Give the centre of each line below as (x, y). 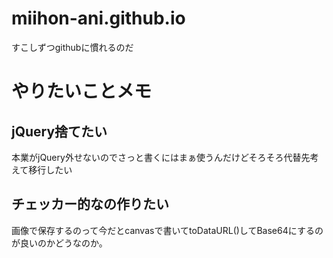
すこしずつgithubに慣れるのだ (72, 47)
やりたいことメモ (82, 91)
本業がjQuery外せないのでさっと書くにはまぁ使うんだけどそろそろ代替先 (161, 157)
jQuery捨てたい (59, 131)
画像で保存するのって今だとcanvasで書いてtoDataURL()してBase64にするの (167, 230)
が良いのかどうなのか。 (59, 243)
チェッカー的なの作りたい (90, 204)
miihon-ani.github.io (98, 18)
